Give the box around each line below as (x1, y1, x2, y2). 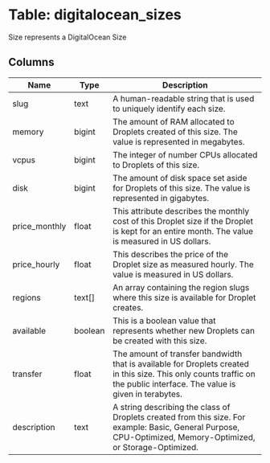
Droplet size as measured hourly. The (112, 259, 255, 270)
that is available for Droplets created (112, 358, 249, 369)
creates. (112, 301, 144, 313)
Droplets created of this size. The (112, 126, 239, 137)
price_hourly (12, 259, 60, 270)
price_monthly (12, 220, 67, 231)
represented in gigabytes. (112, 192, 210, 203)
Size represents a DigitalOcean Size (8, 32, 127, 42)
